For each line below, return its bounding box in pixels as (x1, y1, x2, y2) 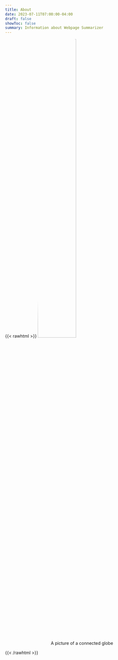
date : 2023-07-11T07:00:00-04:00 (5, 12, 73, 17)
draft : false (5, 16, 32, 21)
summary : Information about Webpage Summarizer (5, 25, 104, 30)
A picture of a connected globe (50, 640, 114, 646)
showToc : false (5, 21, 36, 26)
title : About (5, 7, 32, 12)
